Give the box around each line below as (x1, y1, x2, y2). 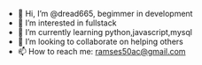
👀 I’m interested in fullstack (17, 18, 117, 28)
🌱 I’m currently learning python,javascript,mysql (17, 27, 193, 37)
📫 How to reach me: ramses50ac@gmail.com (17, 47, 186, 56)
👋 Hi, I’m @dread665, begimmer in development (17, 9, 193, 18)
